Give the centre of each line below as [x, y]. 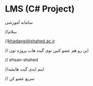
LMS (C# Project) [40, 9]
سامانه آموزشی [19, 22]
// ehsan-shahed [21, 59]
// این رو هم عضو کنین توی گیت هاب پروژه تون [47, 50]
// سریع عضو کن [20, 78]
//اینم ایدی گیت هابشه [25, 69]
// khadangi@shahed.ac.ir [30, 41]
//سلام [11, 31]
